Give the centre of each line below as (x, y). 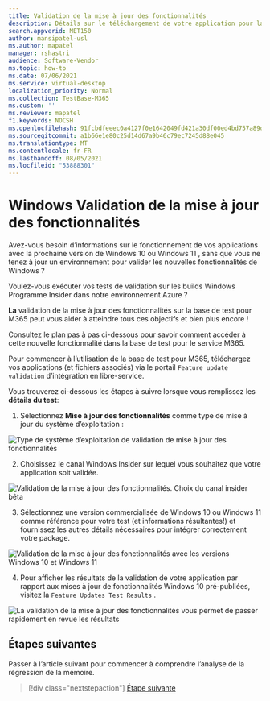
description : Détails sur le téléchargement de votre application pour (131, 23)
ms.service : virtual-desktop (57, 83)
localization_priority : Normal (61, 91)
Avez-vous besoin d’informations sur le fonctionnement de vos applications (133, 245)
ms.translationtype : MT (48, 143)
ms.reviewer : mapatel (45, 114)
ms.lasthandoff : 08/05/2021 (55, 158)
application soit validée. (59, 473)
